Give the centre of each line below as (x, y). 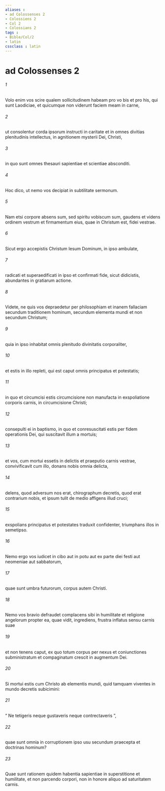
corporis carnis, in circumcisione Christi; (46, 403)
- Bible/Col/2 (20, 38)
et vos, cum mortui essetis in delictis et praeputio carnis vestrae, (71, 461)
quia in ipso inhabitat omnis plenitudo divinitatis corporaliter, (66, 344)
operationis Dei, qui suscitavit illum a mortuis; (51, 434)
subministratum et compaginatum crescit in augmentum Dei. (66, 657)
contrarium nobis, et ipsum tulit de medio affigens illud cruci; (67, 498)
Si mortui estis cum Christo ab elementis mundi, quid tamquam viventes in (80, 683)
